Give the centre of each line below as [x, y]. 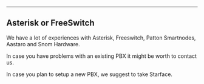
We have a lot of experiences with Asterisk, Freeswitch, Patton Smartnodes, [101, 38]
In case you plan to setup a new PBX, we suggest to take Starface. [90, 74]
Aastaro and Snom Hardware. [43, 44]
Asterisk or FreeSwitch [51, 23]
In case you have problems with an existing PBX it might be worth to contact [102, 56]
